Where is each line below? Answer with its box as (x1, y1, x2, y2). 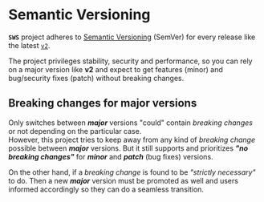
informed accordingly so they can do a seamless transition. (8, 184, 205, 194)
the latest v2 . (8, 40, 51, 50)
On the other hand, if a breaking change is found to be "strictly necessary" (8, 167, 256, 177)
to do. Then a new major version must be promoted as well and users (8, 176, 239, 185)
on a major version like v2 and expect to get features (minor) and (8, 64, 223, 74)
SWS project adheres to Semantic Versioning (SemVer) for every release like (8, 32, 256, 42)
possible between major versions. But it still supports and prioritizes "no (8, 143, 249, 153)
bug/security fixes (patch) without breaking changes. (8, 73, 185, 83)
